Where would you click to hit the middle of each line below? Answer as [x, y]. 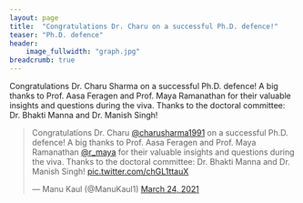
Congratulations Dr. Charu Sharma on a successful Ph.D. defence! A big [144, 86]
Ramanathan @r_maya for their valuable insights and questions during [163, 152]
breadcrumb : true [42, 60]
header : [24, 43]
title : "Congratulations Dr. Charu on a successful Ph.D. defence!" [144, 26]
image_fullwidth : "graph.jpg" [83, 52]
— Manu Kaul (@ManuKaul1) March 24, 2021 [116, 189]
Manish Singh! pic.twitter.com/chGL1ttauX [110, 171]
